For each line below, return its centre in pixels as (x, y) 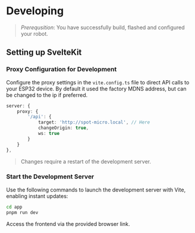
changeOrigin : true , (63, 128)
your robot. (34, 33)
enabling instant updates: (37, 196)
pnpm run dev (22, 212)
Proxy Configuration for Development (62, 70)
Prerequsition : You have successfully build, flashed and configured (103, 27)
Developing (35, 11)
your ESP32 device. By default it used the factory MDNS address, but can (96, 89)
